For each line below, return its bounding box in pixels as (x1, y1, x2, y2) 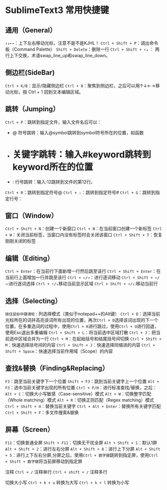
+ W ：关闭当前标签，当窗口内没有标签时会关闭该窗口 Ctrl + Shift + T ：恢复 (5, 232, 163, 238)
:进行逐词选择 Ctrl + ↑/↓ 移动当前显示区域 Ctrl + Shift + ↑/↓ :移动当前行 (7, 281, 158, 287)
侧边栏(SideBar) (5, 68, 55, 77)
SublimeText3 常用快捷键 (5, 4, 109, 16)
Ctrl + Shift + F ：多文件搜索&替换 (5, 409, 79, 415)
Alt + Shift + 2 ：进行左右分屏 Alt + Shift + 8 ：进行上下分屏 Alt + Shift (5, 446, 161, 452)
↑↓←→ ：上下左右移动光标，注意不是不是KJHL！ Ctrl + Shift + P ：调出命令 (5, 40, 159, 46)
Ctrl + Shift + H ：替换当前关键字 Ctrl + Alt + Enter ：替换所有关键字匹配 (5, 403, 161, 409)
